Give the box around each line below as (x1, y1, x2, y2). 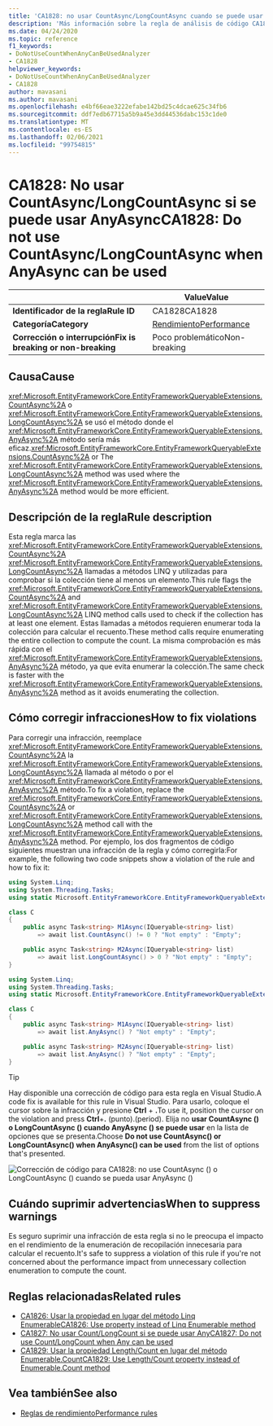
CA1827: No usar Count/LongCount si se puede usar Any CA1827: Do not (19, 1328, 262, 1338)
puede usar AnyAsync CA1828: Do (8, 210, 242, 229)
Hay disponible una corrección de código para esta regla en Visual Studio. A (8, 1088, 262, 1098)
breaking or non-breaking (12, 342, 116, 353)
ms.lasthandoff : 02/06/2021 (8, 133, 104, 141)
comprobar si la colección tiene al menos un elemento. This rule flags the (8, 575, 252, 585)
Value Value (184, 292, 229, 303)
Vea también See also (8, 1386, 118, 1401)
